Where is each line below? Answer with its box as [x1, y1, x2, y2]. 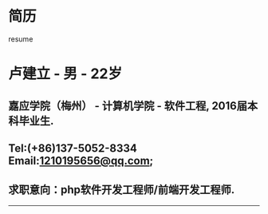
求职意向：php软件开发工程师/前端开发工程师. [8, 183, 235, 196]
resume [8, 34, 33, 44]
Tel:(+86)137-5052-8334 [8, 141, 137, 155]
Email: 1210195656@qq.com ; [8, 153, 154, 168]
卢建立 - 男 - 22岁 [8, 65, 122, 83]
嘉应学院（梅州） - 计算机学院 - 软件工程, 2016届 [8, 99, 247, 113]
